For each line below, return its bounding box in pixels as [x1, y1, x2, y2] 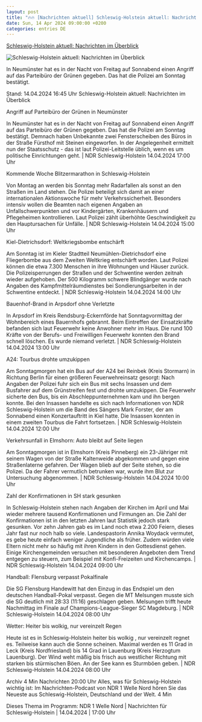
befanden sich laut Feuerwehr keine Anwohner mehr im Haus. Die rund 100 [6, 325, 193, 332]
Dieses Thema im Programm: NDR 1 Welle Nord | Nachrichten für [6, 703, 168, 710]
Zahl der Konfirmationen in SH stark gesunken [6, 493, 121, 500]
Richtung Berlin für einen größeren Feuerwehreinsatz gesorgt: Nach [6, 374, 175, 381]
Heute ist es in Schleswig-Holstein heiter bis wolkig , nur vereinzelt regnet [6, 634, 190, 642]
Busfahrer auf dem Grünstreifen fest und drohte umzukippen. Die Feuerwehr [6, 387, 196, 394]
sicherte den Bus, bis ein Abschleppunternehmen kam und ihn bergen [6, 393, 180, 400]
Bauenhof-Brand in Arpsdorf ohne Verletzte [6, 300, 115, 308]
